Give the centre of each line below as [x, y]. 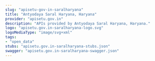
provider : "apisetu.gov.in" [34, 19]
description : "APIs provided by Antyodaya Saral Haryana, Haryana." [78, 23]
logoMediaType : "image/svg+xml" [39, 32]
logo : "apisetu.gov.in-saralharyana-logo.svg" [54, 28]
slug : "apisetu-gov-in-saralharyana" [44, 10]
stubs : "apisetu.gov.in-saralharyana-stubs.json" [58, 46]
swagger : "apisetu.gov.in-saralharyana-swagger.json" [62, 51]
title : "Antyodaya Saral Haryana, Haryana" [51, 14]
